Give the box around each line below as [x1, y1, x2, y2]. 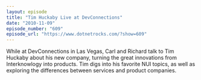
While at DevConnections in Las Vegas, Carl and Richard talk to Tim [6, 48, 174, 55]
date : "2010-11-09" [6, 20, 56, 26]
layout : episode [6, 8, 47, 15]
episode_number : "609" [6, 25, 63, 32]
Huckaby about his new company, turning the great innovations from [6, 54, 177, 61]
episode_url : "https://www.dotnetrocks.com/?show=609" [6, 31, 147, 37]
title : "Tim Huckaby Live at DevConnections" [6, 14, 123, 20]
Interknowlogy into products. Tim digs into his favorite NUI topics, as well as [6, 61, 196, 68]
